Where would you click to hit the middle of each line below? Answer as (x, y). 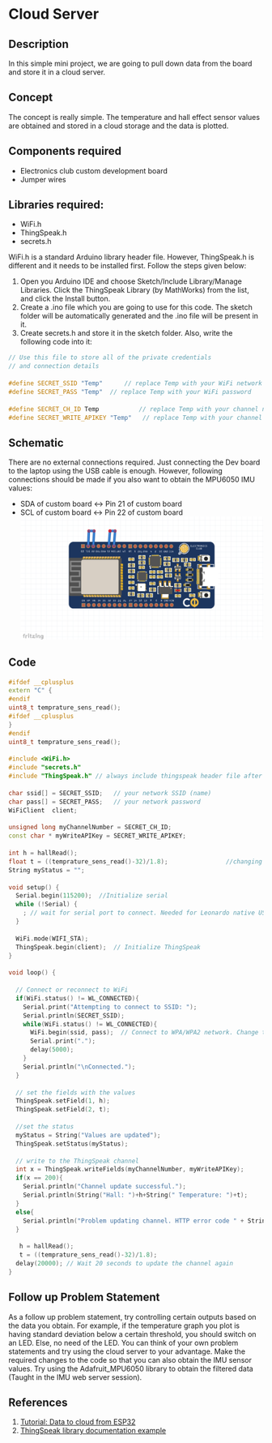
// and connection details (54, 366)
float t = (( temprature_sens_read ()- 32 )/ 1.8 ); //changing (136, 861)
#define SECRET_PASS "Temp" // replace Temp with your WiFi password (130, 392)
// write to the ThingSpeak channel (77, 1161)
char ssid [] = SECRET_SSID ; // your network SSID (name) (110, 793)
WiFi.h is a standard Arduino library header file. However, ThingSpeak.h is (132, 257)
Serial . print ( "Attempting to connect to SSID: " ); (110, 1007)
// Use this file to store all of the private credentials (110, 358)
